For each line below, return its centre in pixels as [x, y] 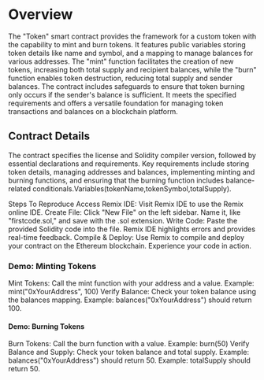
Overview [41, 15]
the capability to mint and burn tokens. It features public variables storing [127, 44]
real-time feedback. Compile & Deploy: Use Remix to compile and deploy [126, 237]
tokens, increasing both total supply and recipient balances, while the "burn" [132, 69]
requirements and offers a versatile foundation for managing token [116, 103]
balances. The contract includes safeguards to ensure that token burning [126, 86]
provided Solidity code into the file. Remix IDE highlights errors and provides [132, 229]
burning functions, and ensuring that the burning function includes [116, 180]
